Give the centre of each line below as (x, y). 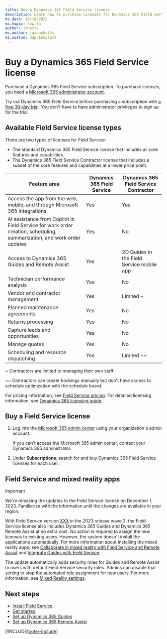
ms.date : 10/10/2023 (27, 19)
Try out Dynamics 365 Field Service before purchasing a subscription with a (83, 101)
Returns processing (31, 322)
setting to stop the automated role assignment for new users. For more (78, 573)
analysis (17, 285)
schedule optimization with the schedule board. (54, 385)
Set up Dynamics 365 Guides (42, 617)
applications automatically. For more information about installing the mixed (81, 542)
